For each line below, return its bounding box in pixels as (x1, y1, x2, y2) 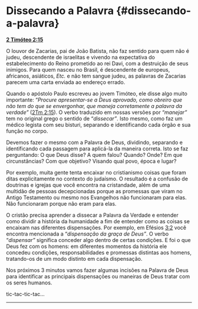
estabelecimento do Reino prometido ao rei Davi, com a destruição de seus (6, 60, 189, 67)
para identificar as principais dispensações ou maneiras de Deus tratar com (6, 273, 190, 280)
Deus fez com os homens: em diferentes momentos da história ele (6, 243, 167, 250)
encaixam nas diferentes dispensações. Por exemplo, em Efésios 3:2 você (6, 224, 187, 231)
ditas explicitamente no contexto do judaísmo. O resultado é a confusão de (6, 175, 189, 182)
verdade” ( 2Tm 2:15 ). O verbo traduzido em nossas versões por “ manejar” (6, 109, 187, 116)
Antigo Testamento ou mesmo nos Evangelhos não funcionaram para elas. (6, 194, 187, 201)
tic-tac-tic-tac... (6, 290, 45, 297)
